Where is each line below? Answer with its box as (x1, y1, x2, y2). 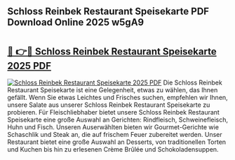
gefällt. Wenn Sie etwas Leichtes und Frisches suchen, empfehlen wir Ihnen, (7, 94, 228, 101)
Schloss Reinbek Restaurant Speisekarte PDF (7, 6, 209, 17)
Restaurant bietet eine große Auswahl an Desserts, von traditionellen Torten (7, 138, 227, 146)
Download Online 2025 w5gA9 (7, 17, 145, 29)
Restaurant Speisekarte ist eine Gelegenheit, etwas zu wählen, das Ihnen (7, 86, 218, 94)
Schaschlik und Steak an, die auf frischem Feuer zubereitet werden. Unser (7, 131, 222, 138)
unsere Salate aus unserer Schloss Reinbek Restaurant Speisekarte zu (7, 101, 210, 109)
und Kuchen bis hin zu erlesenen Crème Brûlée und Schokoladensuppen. (7, 145, 219, 153)
